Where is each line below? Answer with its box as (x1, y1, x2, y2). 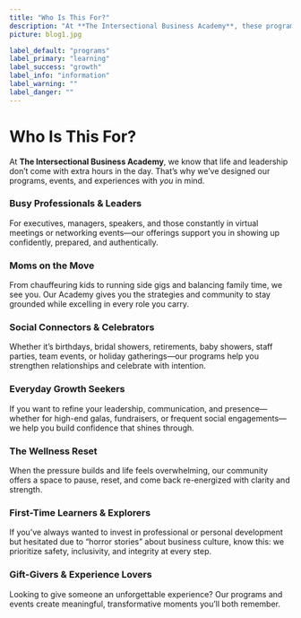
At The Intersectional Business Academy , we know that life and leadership (9, 156, 288, 167)
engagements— (228, 413, 287, 423)
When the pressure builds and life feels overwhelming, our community (9, 466, 269, 476)
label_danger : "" (9, 87, 74, 97)
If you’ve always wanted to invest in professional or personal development (9, 527, 284, 538)
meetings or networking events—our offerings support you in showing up (9, 227, 280, 238)
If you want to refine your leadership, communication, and (9, 403, 223, 413)
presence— (224, 403, 268, 413)
